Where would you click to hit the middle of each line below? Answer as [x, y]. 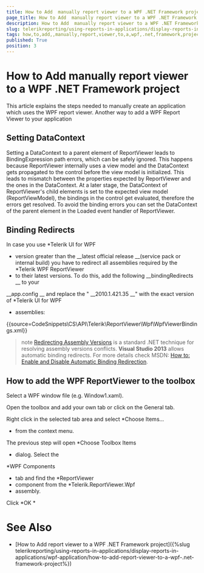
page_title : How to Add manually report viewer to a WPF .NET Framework [102, 18]
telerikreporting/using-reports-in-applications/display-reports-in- [97, 551]
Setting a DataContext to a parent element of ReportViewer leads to [90, 152]
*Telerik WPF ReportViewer [49, 269]
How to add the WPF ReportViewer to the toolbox [101, 381]
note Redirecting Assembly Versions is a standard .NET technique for [107, 342]
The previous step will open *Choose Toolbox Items [71, 443]
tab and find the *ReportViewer [54, 478]
